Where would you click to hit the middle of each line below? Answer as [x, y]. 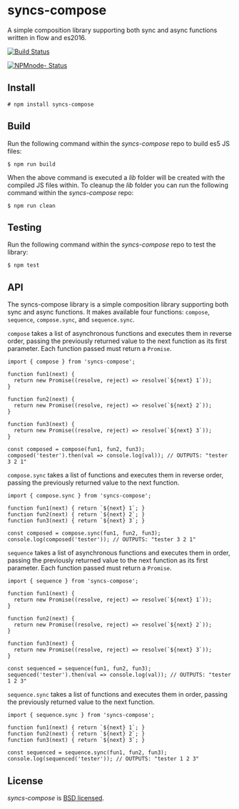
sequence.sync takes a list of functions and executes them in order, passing [118, 695]
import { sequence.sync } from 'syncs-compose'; [81, 715]
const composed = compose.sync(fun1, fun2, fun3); [84, 533]
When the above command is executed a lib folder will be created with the [116, 177]
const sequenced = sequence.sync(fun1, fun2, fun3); [87, 753]
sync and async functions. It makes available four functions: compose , [109, 312]
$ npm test [24, 265]
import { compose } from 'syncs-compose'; [71, 362]
